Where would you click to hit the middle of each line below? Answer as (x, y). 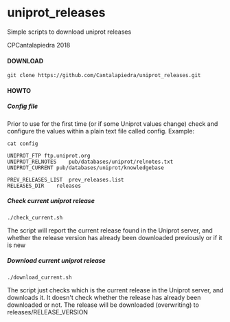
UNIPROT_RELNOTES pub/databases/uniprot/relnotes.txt (90, 162)
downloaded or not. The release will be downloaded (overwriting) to (103, 305)
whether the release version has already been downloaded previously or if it (115, 237)
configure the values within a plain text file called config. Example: (101, 131)
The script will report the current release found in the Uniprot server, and (110, 230)
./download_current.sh (39, 277)
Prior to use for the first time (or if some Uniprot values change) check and (113, 124)
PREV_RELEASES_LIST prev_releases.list (66, 180)
